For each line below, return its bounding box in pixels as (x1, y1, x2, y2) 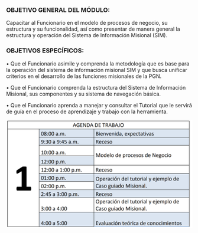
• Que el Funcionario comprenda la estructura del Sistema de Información (6, 84, 186, 91)
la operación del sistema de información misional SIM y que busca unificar (6, 66, 187, 73)
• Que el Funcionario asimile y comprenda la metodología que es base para (6, 60, 190, 67)
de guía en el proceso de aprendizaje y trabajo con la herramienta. (6, 108, 168, 115)
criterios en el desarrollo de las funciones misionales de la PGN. (6, 73, 161, 80)
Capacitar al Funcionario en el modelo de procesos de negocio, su (6, 19, 168, 27)
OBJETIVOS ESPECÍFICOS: (6, 47, 85, 55)
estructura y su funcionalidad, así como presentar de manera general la (6, 25, 180, 32)
